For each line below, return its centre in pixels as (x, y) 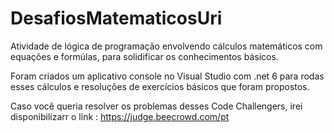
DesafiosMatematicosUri (116, 18)
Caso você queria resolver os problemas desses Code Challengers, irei (156, 106)
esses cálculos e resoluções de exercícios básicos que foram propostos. (160, 86)
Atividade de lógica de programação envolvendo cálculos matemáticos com (166, 46)
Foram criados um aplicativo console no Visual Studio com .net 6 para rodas (167, 76)
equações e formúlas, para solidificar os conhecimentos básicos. (144, 56)
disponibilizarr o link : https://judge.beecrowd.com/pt (120, 116)
